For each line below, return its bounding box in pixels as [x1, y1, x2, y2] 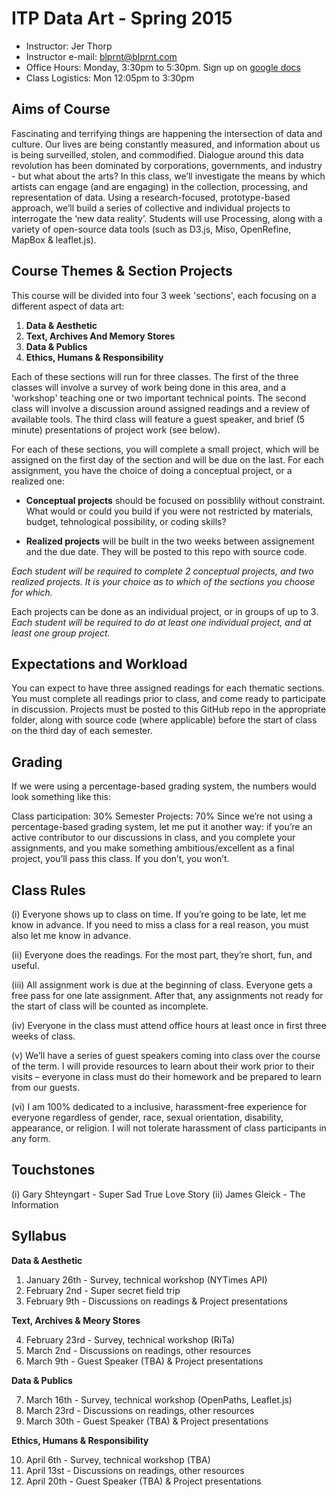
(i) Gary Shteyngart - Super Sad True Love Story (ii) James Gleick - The [11, 1188, 306, 1200]
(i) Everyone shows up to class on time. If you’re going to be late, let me [11, 908, 307, 920]
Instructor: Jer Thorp [25, 40, 113, 52]
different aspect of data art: [11, 300, 125, 312]
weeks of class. [11, 1030, 76, 1042]
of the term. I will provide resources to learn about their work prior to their [11, 1060, 315, 1072]
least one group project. [11, 627, 111, 639]
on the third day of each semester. [11, 725, 153, 737]
